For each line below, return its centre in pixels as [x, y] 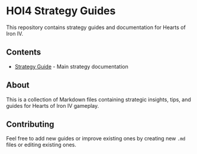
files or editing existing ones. [41, 145]
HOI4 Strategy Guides [61, 11]
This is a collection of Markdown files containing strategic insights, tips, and [98, 100]
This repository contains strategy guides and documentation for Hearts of [96, 27]
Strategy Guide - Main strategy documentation [71, 66]
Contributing [30, 124]
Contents [24, 52]
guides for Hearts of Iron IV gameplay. [53, 105]
